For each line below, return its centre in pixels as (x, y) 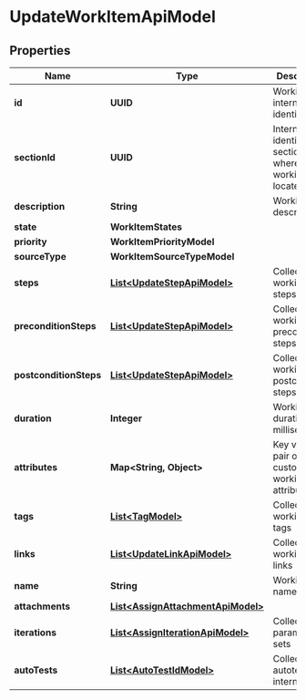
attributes (36, 467)
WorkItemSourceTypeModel (172, 257)
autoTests (36, 670)
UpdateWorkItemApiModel (113, 17)
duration (33, 418)
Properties (40, 51)
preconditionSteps (56, 326)
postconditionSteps (58, 375)
